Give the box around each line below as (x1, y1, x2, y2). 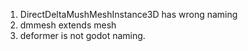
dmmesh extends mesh (19, 19, 117, 31)
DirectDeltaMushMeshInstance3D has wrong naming (19, 9, 238, 20)
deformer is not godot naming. (19, 30, 146, 41)
